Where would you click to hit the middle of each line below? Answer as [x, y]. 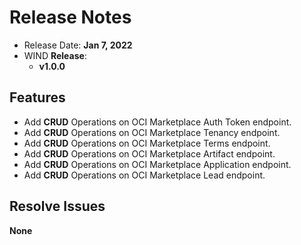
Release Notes [70, 17]
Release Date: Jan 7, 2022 [78, 45]
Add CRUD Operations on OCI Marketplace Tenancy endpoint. [152, 132]
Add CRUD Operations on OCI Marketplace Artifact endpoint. [149, 153]
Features [37, 97]
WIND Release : [55, 55]
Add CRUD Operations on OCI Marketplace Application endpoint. [157, 164]
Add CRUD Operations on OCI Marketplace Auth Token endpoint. [157, 122]
